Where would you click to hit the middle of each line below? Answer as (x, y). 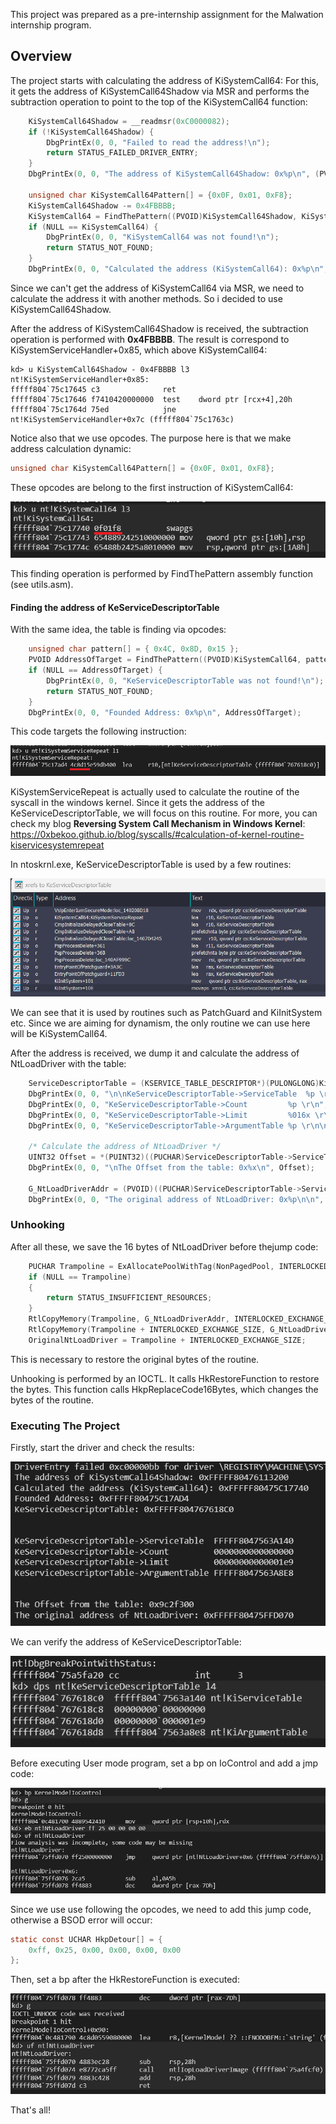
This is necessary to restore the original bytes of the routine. (135, 1359)
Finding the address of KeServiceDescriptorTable (115, 607)
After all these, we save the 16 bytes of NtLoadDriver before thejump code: (164, 1246)
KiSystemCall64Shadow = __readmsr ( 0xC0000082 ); (129, 121)
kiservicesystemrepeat (57, 845)
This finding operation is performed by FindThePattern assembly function (162, 574)
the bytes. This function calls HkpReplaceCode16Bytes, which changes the (164, 1389)
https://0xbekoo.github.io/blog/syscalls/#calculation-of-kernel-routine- (157, 834)
